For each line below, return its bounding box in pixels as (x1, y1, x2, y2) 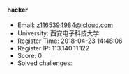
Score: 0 (17, 52, 43, 60)
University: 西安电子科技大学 (17, 29, 100, 37)
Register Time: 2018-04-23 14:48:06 (17, 37, 123, 45)
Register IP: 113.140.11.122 (17, 44, 90, 53)
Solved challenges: (17, 59, 73, 67)
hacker (7, 6, 28, 14)
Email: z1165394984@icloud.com (17, 21, 114, 29)
